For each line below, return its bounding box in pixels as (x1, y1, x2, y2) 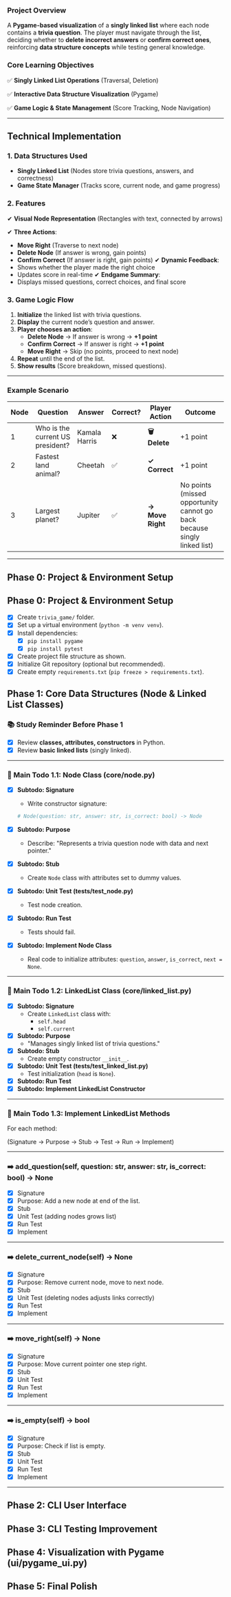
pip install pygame (27, 638, 84, 644)
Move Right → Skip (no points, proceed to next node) (27, 347, 179, 355)
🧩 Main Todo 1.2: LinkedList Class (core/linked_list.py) (7, 986, 192, 996)
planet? (35, 515, 60, 525)
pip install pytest (27, 645, 84, 653)
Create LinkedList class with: (27, 1009, 111, 1018)
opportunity (179, 498, 219, 507)
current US (35, 432, 71, 442)
